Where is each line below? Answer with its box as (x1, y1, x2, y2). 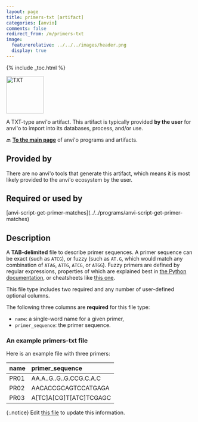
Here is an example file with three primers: (6, 350, 110, 357)
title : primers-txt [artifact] (6, 14, 84, 20)
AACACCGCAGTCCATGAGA (31, 384, 110, 392)
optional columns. (6, 292, 50, 299)
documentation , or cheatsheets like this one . (6, 274, 116, 282)
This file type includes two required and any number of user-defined (6, 286, 175, 293)
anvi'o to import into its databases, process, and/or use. (6, 124, 144, 132)
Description (6, 233, 51, 243)
